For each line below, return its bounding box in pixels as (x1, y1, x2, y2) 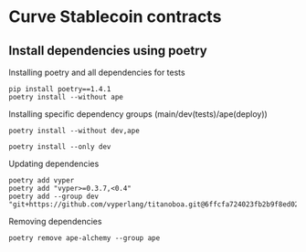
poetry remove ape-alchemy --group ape (8, 234, 161, 243)
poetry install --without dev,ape (8, 126, 141, 135)
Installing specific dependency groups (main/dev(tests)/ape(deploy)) (8, 109, 269, 120)
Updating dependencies (8, 158, 100, 169)
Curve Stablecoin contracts (8, 6, 222, 27)
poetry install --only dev (8, 142, 111, 152)
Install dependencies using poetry (8, 43, 207, 58)
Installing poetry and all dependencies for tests (8, 67, 185, 78)
